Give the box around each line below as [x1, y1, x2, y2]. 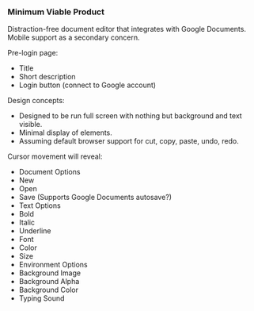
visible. [18, 120, 43, 129]
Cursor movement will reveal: [7, 152, 103, 161]
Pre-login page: [7, 48, 59, 58]
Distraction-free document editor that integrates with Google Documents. [7, 25, 247, 34]
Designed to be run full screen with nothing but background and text [18, 111, 242, 121]
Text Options [18, 201, 61, 210]
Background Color [18, 285, 78, 295]
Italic [18, 217, 36, 228]
